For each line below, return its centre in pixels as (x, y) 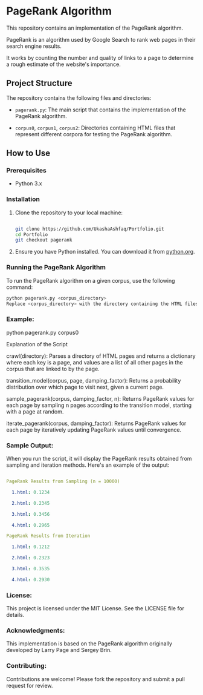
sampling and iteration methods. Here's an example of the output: (88, 465)
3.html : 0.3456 (31, 514)
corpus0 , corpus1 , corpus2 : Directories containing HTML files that (95, 128)
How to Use (28, 153)
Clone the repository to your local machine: (69, 212)
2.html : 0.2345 (31, 503)
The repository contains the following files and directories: (79, 97)
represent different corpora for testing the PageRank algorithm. (94, 134)
